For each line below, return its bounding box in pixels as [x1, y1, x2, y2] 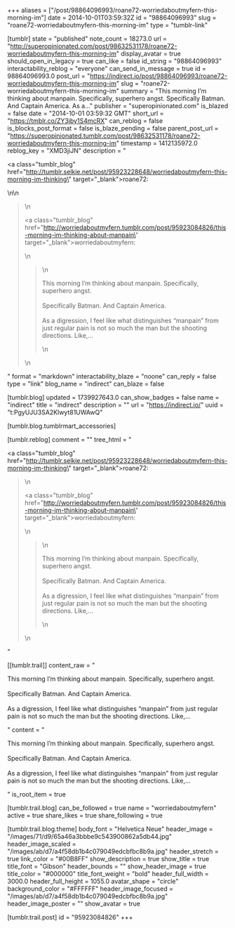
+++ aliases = [7, 6, 48, 14]
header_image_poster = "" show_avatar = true [7, 899, 140, 908]
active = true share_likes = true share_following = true [7, 811, 163, 819]
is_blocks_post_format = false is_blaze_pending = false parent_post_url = [7, 124, 219, 132]
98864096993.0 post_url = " [7, 72, 90, 80]
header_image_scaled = [7, 839, 76, 848]
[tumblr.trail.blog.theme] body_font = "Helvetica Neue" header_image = [7, 825, 213, 833]
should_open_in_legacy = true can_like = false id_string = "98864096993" [7, 57, 222, 65]
